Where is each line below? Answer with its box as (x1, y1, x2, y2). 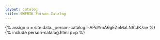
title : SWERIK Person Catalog (5, 11, 66, 16)
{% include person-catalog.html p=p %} (5, 30, 85, 35)
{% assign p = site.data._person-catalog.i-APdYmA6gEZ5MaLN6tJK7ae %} (5, 24, 156, 30)
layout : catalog (5, 7, 38, 12)
